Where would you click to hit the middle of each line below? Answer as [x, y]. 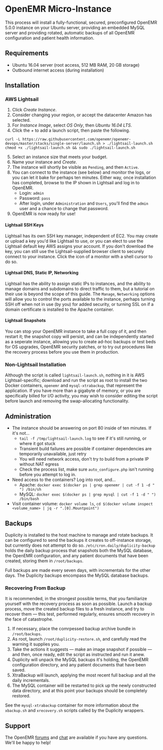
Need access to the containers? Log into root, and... [64, 480]
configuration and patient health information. [50, 38]
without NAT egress [39, 464]
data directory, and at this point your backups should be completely [80, 691]
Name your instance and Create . [45, 162]
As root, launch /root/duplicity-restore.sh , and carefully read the [79, 639]
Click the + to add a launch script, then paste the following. [71, 130]
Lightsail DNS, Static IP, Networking [42, 273]
